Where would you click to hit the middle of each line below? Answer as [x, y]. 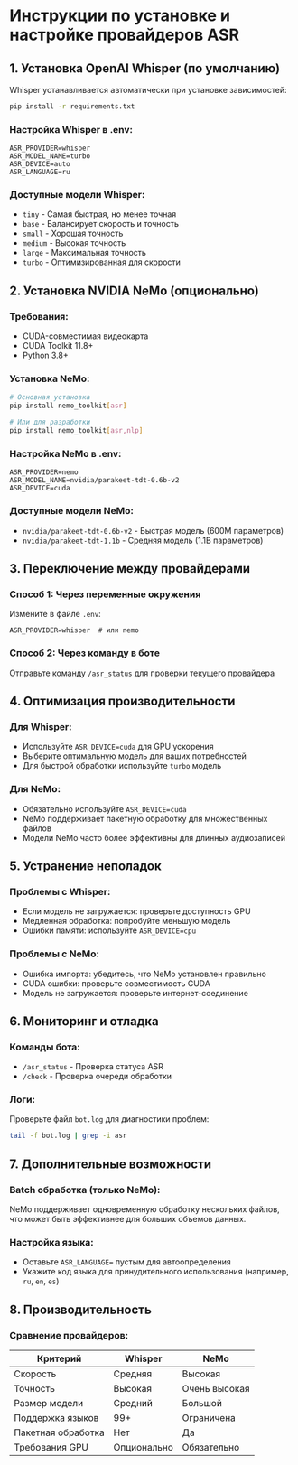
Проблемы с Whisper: [60, 891]
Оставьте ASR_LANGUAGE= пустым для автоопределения [127, 1262]
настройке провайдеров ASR [125, 35]
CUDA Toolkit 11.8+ [58, 346]
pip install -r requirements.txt [72, 107]
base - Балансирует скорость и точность [100, 224]
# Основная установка [50, 397]
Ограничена [209, 1418]
